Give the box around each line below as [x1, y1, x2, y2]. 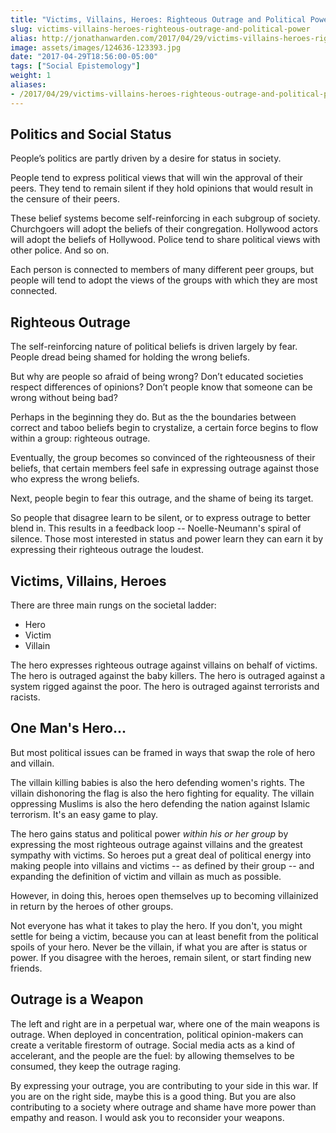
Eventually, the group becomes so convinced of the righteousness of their [10, 452, 316, 464]
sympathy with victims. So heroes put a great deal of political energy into [10, 849, 312, 861]
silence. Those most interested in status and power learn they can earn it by [10, 533, 324, 545]
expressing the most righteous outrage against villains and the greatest [10, 838, 303, 850]
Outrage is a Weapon [10, 991, 144, 1008]
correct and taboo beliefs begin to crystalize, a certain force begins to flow [10, 422, 319, 434]
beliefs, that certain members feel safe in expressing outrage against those [10, 462, 320, 475]
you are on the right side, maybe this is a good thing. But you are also [10, 1090, 297, 1102]
